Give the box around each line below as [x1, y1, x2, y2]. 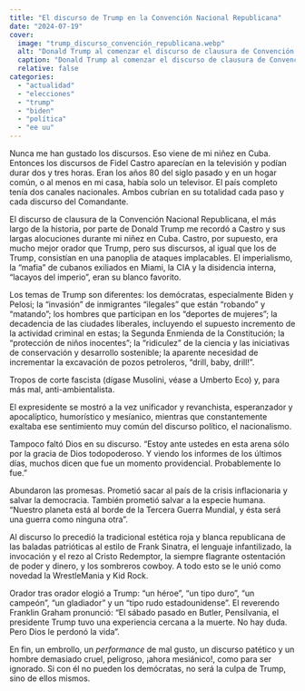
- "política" [17, 114, 67, 123]
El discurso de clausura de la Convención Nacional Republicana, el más [9, 214, 277, 224]
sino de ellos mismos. [9, 673, 91, 684]
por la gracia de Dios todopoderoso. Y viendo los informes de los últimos [9, 449, 282, 459]
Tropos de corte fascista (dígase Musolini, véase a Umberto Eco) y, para [9, 374, 280, 385]
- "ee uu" [17, 123, 54, 133]
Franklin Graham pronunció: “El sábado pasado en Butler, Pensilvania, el [9, 607, 280, 617]
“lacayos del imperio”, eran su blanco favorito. [9, 271, 182, 282]
